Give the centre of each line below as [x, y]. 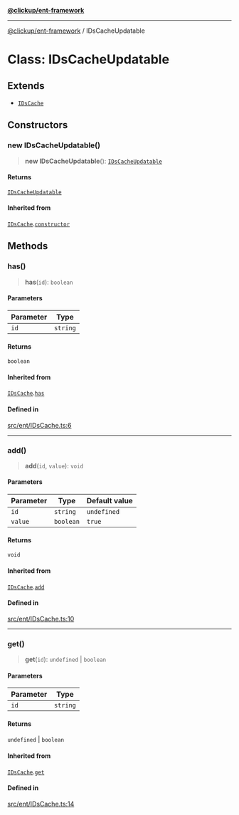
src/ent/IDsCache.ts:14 [41, 804]
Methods [28, 246]
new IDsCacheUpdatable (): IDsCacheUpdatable [93, 161]
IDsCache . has [26, 393]
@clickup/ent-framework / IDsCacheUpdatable [76, 31]
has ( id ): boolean [49, 282]
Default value [110, 501]
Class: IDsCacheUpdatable [88, 59]
